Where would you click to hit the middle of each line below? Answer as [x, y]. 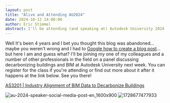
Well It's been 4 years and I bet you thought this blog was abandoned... [80, 43]
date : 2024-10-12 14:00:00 [34, 19]
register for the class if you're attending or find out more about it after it [80, 70]
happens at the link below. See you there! [48, 76]
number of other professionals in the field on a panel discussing [72, 59]
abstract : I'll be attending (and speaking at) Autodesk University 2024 [85, 29]
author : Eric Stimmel [28, 24]
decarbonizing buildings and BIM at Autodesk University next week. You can [85, 65]
